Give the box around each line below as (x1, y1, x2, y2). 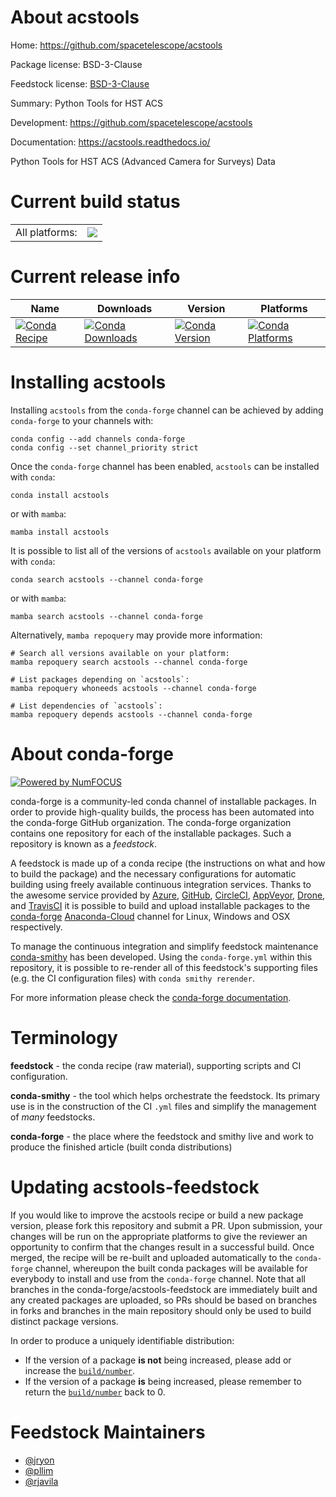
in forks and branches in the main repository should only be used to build (10, 1304, 312, 1316)
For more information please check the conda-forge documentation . (10, 991, 292, 1003)
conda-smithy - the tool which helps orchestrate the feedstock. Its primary (10, 1089, 321, 1101)
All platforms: (15, 225, 78, 239)
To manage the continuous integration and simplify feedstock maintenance (10, 940, 319, 952)
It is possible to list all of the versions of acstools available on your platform (10, 544, 322, 556)
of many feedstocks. (10, 1111, 96, 1123)
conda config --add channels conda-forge (10, 434, 186, 444)
